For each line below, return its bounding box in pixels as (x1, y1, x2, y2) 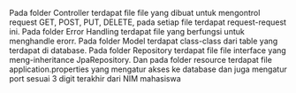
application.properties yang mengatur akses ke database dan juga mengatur (9, 64, 287, 74)
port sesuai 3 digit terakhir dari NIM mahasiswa (9, 74, 181, 83)
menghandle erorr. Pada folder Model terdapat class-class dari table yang (9, 35, 278, 46)
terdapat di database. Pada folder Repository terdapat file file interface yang (9, 45, 287, 56)
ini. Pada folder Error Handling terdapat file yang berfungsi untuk (9, 27, 245, 36)
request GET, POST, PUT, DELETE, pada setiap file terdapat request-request (9, 17, 287, 27)
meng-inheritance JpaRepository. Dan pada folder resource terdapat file (9, 55, 272, 65)
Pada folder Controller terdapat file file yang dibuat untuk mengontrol (9, 8, 261, 18)
